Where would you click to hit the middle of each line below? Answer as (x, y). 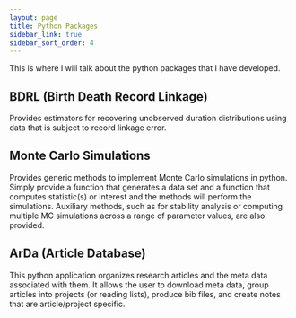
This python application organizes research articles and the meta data (139, 275)
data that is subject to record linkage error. (88, 128)
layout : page (34, 18)
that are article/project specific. (67, 304)
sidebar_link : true (46, 34)
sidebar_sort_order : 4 (52, 43)
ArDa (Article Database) (78, 254)
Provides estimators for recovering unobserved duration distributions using (148, 119)
